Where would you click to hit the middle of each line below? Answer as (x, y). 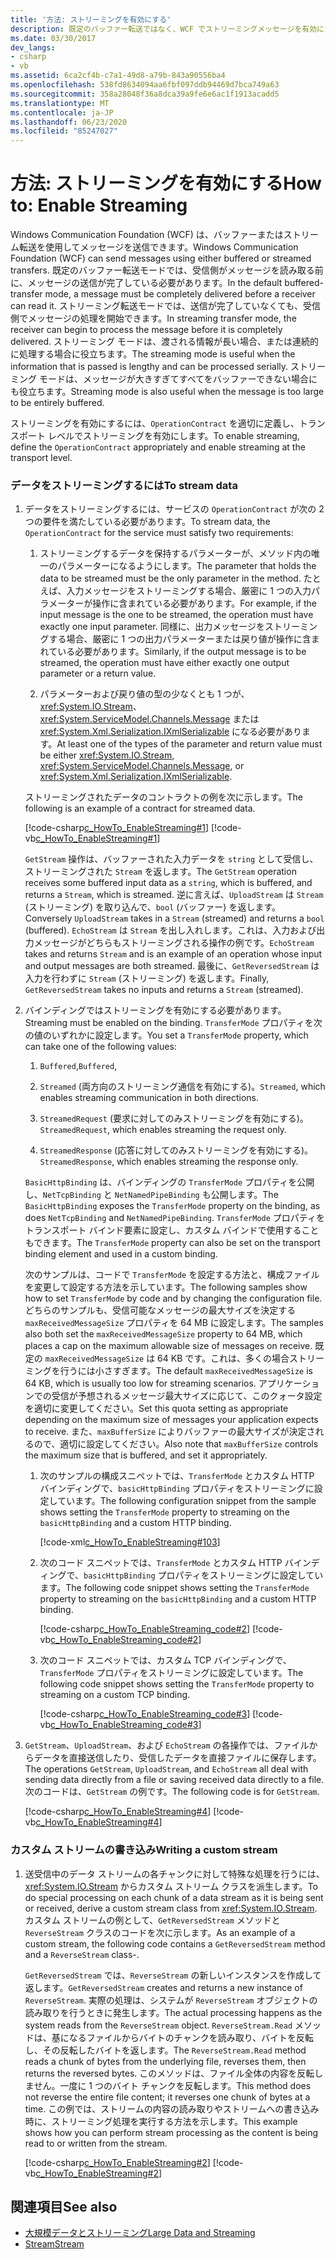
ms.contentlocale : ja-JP (62, 112)
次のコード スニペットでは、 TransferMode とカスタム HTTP (161, 1563)
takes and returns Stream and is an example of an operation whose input (173, 954)
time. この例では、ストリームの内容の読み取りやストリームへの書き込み (172, 2108)
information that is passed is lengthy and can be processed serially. (149, 367)
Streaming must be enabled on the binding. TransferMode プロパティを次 (173, 1023)
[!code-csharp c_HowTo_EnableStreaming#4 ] (118, 1812)
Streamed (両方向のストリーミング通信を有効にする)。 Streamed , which (182, 1087)
